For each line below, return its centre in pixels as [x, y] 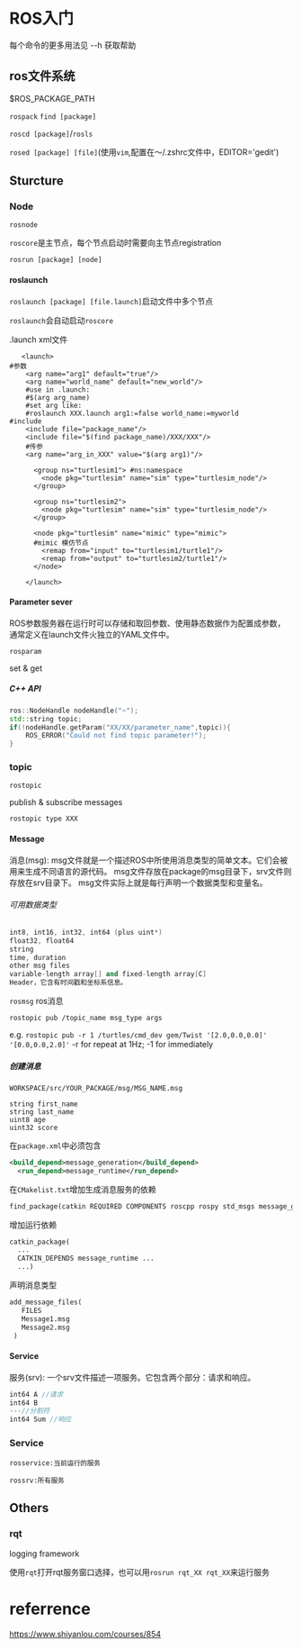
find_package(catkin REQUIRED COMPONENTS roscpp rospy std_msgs [132, 1206]
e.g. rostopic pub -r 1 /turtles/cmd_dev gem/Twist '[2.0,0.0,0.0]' [138, 1035]
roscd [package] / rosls [51, 133]
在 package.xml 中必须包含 [55, 1145]
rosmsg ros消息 [36, 1001]
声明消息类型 [33, 1285]
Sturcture [37, 181]
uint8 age [28, 1119]
